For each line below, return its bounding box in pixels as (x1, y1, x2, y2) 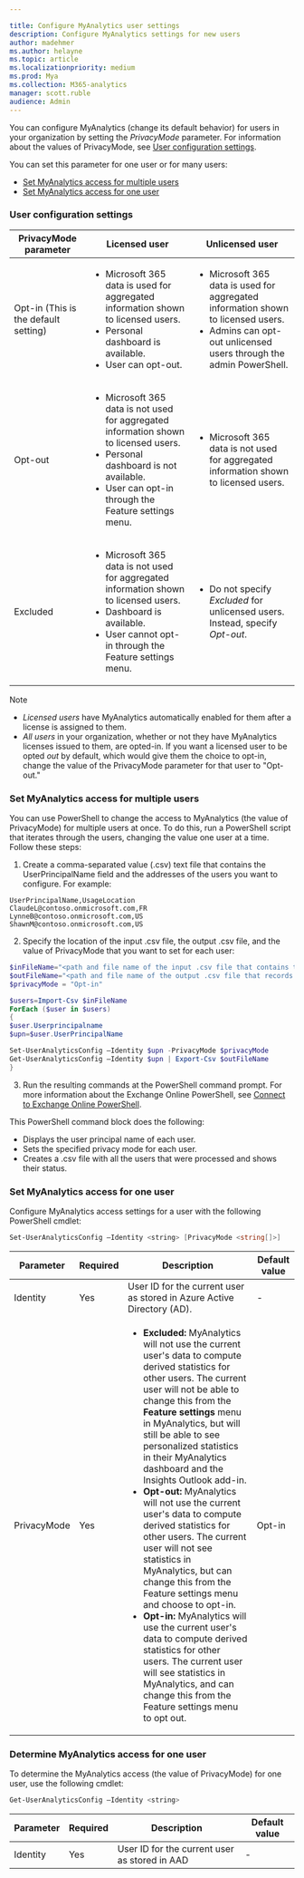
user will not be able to (143, 1383, 240, 1396)
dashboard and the (143, 1462, 224, 1475)
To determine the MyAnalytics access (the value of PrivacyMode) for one (9, 1768, 282, 1779)
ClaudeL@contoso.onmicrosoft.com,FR (9, 904, 147, 914)
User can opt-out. (105, 358, 183, 371)
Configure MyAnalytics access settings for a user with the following (9, 1206, 261, 1217)
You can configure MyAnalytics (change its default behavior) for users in (9, 121, 280, 132)
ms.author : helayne (9, 46, 83, 55)
